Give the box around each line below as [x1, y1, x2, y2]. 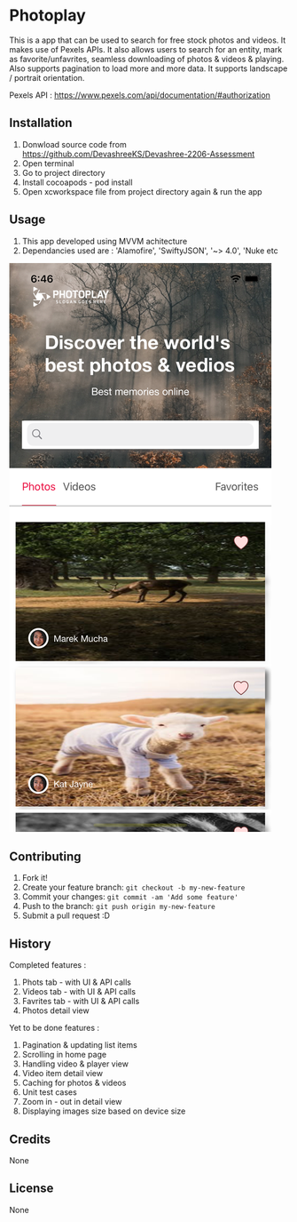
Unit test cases [21, 1087, 77, 1098]
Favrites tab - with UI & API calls [21, 996, 140, 1007]
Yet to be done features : [9, 1023, 100, 1034]
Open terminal [21, 157, 74, 169]
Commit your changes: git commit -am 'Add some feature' [21, 891, 239, 902]
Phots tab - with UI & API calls [21, 977, 131, 987]
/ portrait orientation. [9, 72, 85, 83]
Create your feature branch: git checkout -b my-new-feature [21, 882, 246, 893]
